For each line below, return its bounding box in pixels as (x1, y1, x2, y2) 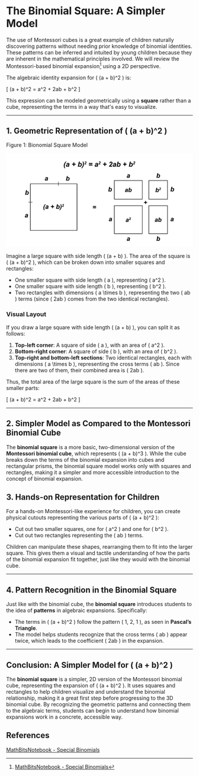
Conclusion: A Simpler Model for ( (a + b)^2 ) (6, 660, 173, 670)
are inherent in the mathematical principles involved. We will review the (6, 55, 179, 62)
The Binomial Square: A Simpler (6, 4, 166, 18)
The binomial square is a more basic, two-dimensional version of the (6, 443, 175, 450)
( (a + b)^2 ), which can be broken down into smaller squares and (6, 259, 165, 266)
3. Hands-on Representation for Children (6, 492, 160, 502)
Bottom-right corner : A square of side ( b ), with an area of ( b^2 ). (14, 347, 178, 355)
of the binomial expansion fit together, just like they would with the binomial (6, 556, 191, 563)
